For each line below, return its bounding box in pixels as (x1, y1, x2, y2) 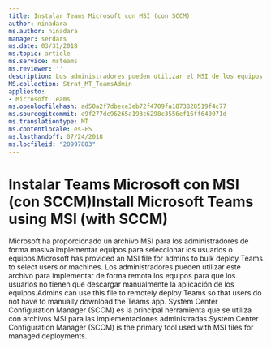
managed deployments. (8, 331, 88, 341)
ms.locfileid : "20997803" (8, 140, 96, 149)
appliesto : (8, 87, 45, 96)
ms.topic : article (8, 50, 71, 58)
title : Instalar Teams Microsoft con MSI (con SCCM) (8, 11, 191, 20)
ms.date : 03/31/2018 (8, 42, 79, 50)
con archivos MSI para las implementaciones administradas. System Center (8, 314, 259, 324)
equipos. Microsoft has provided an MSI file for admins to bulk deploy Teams (8, 253, 264, 264)
